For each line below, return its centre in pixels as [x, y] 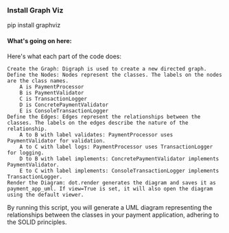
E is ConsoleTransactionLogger [64, 111]
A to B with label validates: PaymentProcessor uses [96, 135]
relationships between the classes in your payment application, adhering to [113, 214]
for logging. [26, 153]
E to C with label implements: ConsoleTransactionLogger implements [119, 171]
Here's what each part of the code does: [64, 56]
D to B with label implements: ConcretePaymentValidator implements [119, 159]
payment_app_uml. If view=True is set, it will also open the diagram [110, 188]
